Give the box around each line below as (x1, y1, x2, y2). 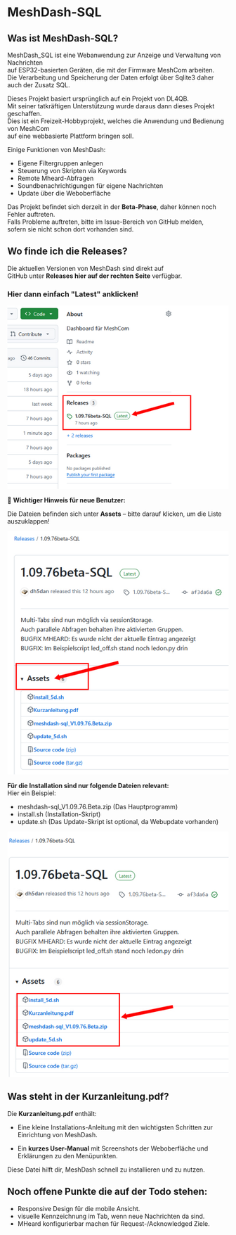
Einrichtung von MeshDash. (17, 1130, 98, 1139)
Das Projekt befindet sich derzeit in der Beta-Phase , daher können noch (7, 203, 216, 211)
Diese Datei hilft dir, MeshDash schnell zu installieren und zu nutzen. (7, 1165, 205, 1174)
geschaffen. (7, 110, 42, 118)
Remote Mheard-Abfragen (17, 174, 94, 182)
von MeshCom (7, 125, 50, 132)
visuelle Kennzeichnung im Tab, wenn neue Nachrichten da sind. (17, 1212, 205, 1220)
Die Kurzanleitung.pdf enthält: (7, 1109, 97, 1117)
